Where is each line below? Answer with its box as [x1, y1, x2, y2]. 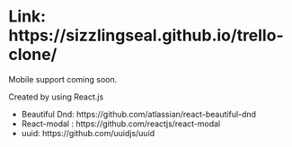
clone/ [8, 45, 58, 65]
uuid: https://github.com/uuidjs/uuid [21, 127, 155, 138]
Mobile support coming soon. [8, 73, 118, 84]
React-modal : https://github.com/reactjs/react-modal [21, 118, 221, 129]
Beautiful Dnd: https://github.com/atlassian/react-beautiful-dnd [21, 108, 257, 119]
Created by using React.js [8, 91, 104, 102]
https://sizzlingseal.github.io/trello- [8, 25, 284, 46]
